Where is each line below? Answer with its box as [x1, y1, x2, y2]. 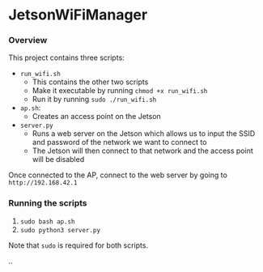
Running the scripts [8, 198, 87, 209]
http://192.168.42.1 [8, 179, 78, 187]
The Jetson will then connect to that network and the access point [32, 146, 253, 155]
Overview [8, 35, 48, 46]
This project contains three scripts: [8, 53, 125, 62]
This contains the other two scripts [32, 77, 149, 87]
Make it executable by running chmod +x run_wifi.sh [32, 86, 208, 96]
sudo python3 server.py [19, 226, 101, 234]
